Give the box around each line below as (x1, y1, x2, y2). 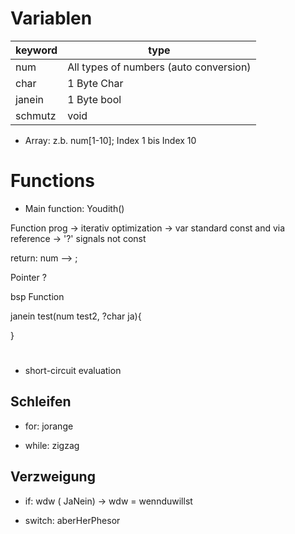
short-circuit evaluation (24, 365, 122, 377)
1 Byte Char (67, 76, 124, 90)
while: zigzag (24, 439, 80, 451)
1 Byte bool (67, 92, 122, 106)
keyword (15, 43, 58, 57)
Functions (10, 170, 95, 192)
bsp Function (10, 290, 65, 302)
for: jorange (24, 420, 74, 432)
